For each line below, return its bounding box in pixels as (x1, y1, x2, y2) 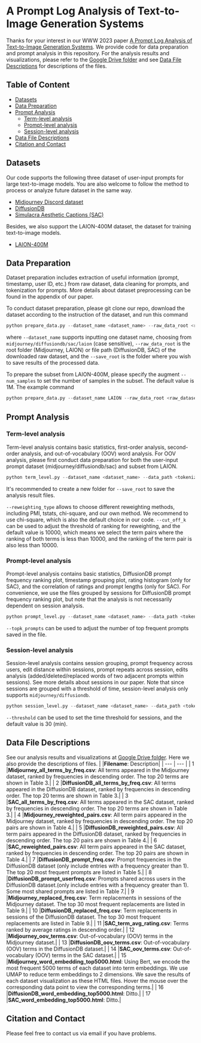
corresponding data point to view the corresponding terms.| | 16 (6, 984, 164, 991)
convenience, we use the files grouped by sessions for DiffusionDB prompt (6, 589, 191, 596)
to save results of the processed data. (6, 359, 100, 366)
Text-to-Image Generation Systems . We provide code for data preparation (6, 43, 188, 50)
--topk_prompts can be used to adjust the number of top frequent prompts (6, 624, 189, 631)
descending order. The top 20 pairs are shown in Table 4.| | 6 (6, 836, 157, 844)
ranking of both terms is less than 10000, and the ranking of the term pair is (6, 535, 193, 542)
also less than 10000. (6, 541, 59, 549)
